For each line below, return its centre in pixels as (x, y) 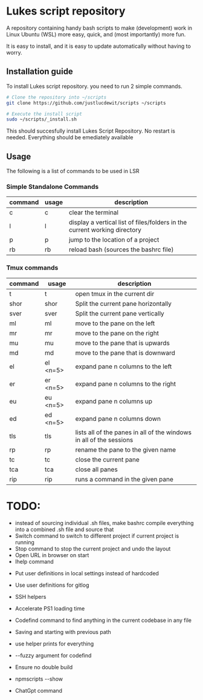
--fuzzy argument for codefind (53, 655)
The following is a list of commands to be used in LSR (73, 171)
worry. (14, 52)
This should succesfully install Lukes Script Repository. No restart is (91, 131)
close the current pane (108, 460)
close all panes (96, 469)
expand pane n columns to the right (126, 384)
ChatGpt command (38, 690)
